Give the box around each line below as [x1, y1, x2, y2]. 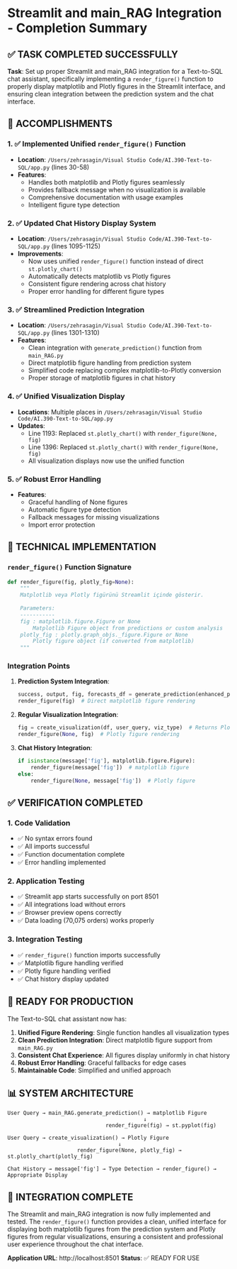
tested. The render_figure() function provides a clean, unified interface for [7, 1217, 227, 1226]
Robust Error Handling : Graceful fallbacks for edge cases [17, 1058, 187, 1067]
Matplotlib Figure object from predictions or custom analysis [33, 625, 223, 632]
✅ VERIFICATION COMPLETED [7, 796, 144, 808]
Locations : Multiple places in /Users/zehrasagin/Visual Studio [17, 407, 203, 416]
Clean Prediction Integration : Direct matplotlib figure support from [17, 1035, 213, 1044]
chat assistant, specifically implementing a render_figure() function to [7, 75, 214, 83]
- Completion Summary [7, 20, 147, 36]
